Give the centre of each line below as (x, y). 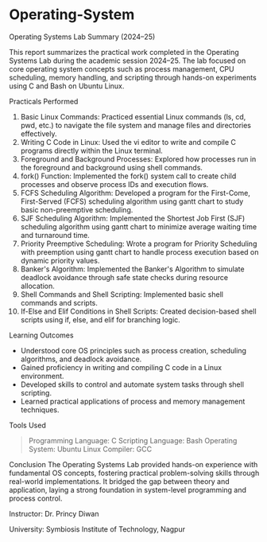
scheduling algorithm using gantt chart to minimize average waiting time (139, 226)
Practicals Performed (44, 101)
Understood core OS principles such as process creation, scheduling (133, 350)
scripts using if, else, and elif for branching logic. (101, 319)
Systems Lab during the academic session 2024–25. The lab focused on (128, 60)
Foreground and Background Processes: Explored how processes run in (138, 159)
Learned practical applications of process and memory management (133, 401)
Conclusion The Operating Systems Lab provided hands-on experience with (133, 464)
